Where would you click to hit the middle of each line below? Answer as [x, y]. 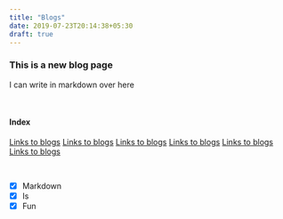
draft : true [31, 34]
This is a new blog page [61, 65]
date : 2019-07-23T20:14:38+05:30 [71, 26]
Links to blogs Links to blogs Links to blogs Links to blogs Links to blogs [141, 142]
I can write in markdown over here [72, 85]
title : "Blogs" [37, 17]
